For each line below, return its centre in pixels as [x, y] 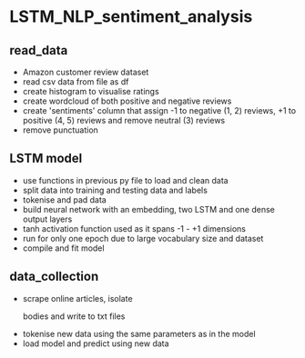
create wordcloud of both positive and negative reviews [127, 101]
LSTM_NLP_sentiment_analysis [131, 17]
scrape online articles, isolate [78, 298]
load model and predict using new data [96, 343]
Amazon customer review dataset [86, 72]
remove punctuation [60, 130]
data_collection [54, 277]
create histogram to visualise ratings [91, 91]
